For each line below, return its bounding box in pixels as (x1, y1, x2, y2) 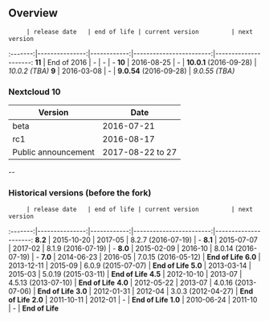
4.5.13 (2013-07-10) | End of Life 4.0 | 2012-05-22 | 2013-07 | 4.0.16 (8, 278, 233, 288)
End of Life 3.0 (37, 286, 88, 296)
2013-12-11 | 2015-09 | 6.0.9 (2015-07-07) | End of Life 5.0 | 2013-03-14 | (8, 261, 251, 270)
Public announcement (12, 146, 95, 158)
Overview (8, 6, 59, 20)
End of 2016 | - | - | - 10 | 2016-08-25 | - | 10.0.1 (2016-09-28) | (47, 57, 257, 67)
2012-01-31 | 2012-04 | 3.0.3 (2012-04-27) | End (93, 286, 254, 296)
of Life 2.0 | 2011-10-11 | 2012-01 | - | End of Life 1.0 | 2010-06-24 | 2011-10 (8, 295, 258, 305)
